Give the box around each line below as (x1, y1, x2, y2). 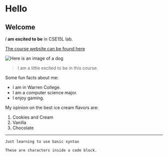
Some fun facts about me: (5, 75, 59, 80)
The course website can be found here (5, 46, 85, 51)
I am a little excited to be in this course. (17, 65, 98, 71)
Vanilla (12, 120, 26, 125)
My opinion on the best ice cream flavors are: (5, 105, 99, 110)
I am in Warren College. (12, 84, 61, 90)
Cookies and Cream (12, 114, 53, 120)
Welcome (5, 23, 35, 31)
